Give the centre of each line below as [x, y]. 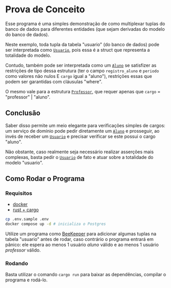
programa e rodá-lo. [27, 280]
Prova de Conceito [45, 9]
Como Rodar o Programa [45, 179]
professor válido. [23, 250]
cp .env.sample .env [27, 219]
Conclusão [23, 113]
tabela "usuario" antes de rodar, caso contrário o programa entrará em [80, 239]
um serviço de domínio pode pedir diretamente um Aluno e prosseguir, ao [82, 131]
